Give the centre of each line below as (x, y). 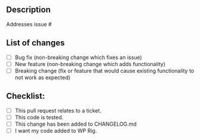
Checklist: (26, 96)
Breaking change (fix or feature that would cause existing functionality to (104, 70)
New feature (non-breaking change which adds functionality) (90, 64)
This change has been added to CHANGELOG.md (76, 124)
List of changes (36, 43)
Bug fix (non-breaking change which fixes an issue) (78, 57)
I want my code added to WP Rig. (56, 130)
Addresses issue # (29, 24)
